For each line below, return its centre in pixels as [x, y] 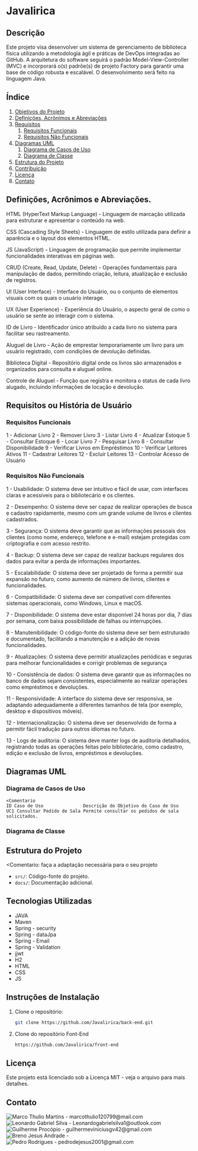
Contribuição [31, 168]
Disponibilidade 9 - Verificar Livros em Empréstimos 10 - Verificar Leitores [97, 448]
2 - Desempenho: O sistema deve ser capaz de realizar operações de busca [99, 506]
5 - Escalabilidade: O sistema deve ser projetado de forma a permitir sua [95, 573]
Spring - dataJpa [35, 934]
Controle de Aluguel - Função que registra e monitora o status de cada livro [98, 381]
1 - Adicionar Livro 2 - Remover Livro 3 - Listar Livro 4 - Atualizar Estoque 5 [98, 435]
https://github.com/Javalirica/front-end [66, 1045]
